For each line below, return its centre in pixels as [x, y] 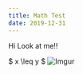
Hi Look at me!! [33, 45]
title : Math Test [37, 16]
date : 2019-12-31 [37, 23]
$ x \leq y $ [27, 61]
